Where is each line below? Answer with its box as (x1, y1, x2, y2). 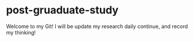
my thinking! (6, 29, 36, 36)
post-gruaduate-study (6, 3, 119, 17)
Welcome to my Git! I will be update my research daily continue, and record (6, 23, 188, 30)
